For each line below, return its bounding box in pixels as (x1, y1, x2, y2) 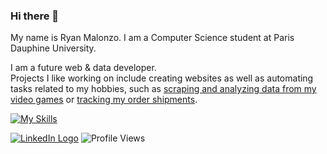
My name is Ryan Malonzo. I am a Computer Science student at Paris (10, 32, 295, 44)
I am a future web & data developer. (10, 62, 157, 74)
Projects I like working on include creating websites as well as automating (10, 72, 314, 84)
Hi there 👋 (10, 9, 60, 23)
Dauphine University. (10, 42, 97, 54)
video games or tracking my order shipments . (10, 94, 198, 106)
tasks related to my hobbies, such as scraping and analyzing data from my (10, 83, 317, 95)
